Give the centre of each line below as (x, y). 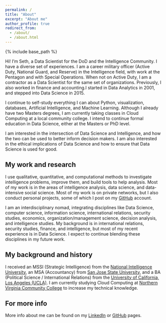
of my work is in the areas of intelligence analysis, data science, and (75, 187)
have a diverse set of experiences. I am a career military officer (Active (78, 66)
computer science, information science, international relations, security (78, 213)
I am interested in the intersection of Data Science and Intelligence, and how (83, 133)
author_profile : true (28, 24)
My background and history (49, 255)
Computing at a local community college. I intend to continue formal (74, 118)
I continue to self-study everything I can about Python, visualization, (75, 102)
